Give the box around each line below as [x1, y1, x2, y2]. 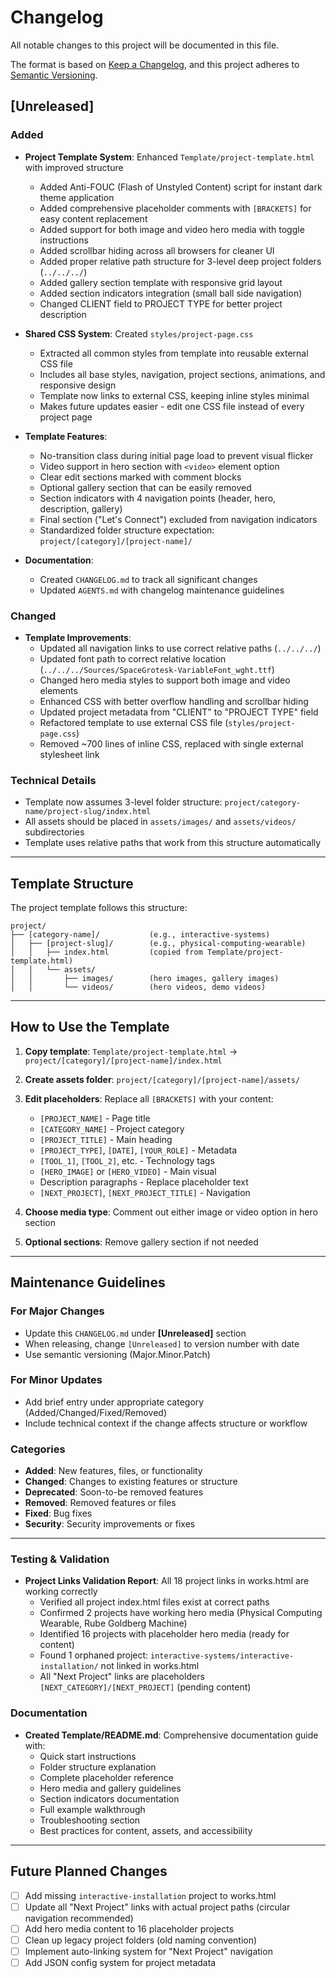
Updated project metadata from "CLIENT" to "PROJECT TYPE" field [39, 706, 319, 718]
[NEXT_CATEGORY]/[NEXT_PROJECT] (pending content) [39, 1681, 252, 1693]
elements [39, 684, 78, 696]
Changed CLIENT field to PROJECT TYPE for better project [39, 297, 283, 310]
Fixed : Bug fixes [24, 1507, 93, 1520]
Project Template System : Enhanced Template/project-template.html [24, 151, 315, 163]
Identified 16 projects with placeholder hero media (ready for [39, 1628, 290, 1640]
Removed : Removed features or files [24, 1497, 177, 1509]
